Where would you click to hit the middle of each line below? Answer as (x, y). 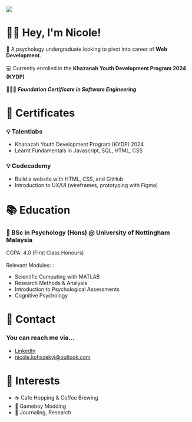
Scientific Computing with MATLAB (57, 277)
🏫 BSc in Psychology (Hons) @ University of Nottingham (88, 233)
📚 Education (38, 210)
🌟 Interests (33, 381)
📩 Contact (31, 320)
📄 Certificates (41, 113)
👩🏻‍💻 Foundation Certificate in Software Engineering (71, 89)
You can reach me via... (40, 338)
